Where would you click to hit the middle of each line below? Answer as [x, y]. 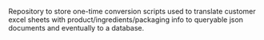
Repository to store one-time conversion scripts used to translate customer [132, 11]
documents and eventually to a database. [76, 28]
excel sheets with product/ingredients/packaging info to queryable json [126, 20]
